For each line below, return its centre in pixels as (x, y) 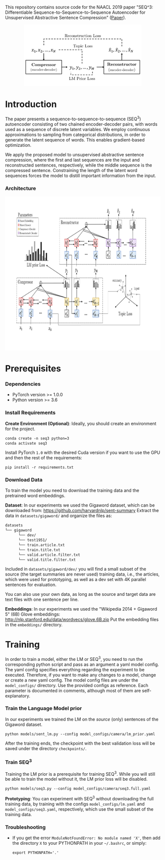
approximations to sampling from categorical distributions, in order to (75, 135)
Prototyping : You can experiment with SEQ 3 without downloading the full (80, 798)
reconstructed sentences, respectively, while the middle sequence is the (79, 165)
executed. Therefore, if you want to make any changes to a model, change (81, 675)
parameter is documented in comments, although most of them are (73, 690)
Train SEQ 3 (18, 762)
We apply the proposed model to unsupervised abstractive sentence (75, 154)
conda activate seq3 (26, 443)
